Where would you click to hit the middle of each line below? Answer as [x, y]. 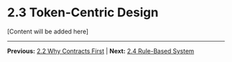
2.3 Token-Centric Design [83, 13]
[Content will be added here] [48, 31]
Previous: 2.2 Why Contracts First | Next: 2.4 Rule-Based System [101, 51]
